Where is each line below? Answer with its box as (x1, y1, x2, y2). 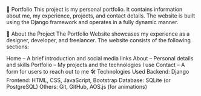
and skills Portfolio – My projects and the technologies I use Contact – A (6, 61, 185, 68)
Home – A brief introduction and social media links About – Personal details (6, 55, 194, 62)
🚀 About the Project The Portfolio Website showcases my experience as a (6, 30, 190, 37)
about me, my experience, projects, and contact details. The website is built (6, 12, 196, 19)
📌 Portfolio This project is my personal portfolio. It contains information (6, 6, 183, 13)
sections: (6, 43, 29, 50)
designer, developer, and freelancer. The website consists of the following (6, 37, 191, 43)
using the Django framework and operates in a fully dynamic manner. (6, 19, 179, 25)
